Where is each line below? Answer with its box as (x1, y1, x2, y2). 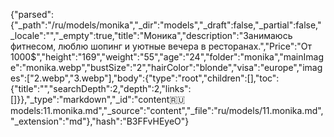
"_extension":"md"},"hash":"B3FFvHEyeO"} (10, 115, 190, 127)
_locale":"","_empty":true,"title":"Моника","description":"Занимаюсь (10, 30, 293, 41)
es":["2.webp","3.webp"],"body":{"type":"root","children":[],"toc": (10, 72, 280, 84)
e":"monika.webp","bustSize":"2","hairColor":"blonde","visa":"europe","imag (10, 62, 323, 73)
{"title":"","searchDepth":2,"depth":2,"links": (10, 83, 192, 94)
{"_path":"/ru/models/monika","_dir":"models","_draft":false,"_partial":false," (10, 19, 322, 31)
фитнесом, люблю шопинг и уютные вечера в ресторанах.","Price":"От (10, 40, 313, 52)
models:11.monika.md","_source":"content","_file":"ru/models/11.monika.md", (10, 105, 324, 116)
